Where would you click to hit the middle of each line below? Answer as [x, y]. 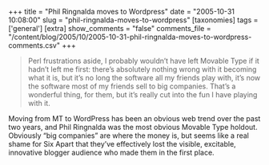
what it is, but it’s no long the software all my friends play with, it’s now [144, 78]
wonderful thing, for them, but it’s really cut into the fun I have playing [143, 94]
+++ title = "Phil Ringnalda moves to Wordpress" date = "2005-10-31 [121, 12]
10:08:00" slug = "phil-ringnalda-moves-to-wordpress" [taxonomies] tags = [133, 20]
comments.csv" [34, 45]
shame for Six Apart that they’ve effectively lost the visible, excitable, [122, 144]
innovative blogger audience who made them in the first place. [111, 152]
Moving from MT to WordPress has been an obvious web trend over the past [134, 118]
